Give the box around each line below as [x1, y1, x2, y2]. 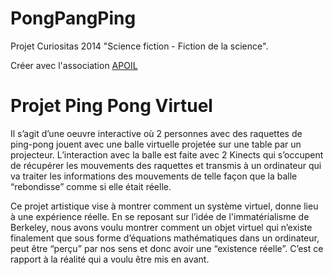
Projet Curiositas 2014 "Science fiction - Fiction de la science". [10, 40, 269, 52]
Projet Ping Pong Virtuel [10, 95, 213, 117]
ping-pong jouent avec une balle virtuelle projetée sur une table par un [10, 138, 302, 150]
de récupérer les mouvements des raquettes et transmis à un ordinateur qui [10, 159, 322, 171]
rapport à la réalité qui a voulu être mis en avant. [10, 253, 210, 265]
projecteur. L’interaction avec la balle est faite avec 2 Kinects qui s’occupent [10, 148, 324, 161]
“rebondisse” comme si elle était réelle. [10, 180, 172, 192]
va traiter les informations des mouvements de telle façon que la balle [10, 170, 298, 182]
